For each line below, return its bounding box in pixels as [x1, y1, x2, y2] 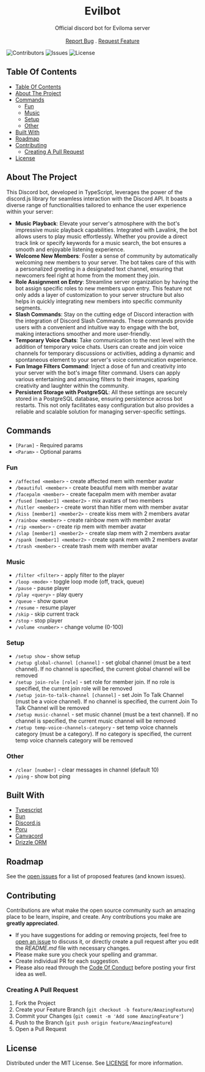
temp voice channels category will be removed [15, 737, 133, 744]
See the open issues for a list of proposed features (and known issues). [6, 873, 186, 880]
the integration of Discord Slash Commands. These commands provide [15, 317, 194, 324]
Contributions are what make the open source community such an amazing [6, 906, 195, 914]
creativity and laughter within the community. [15, 382, 129, 389]
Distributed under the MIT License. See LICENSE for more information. [6, 1059, 184, 1067]
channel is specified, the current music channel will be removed [15, 717, 176, 724]
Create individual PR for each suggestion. [15, 957, 120, 964]
